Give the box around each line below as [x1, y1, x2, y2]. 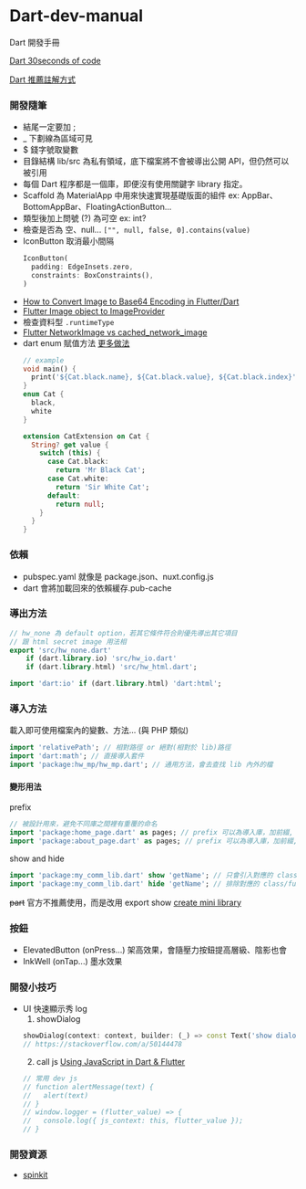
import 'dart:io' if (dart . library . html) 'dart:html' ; [9, 679, 222, 689]
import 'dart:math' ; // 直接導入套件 [9, 752, 145, 761]
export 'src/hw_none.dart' [9, 646, 112, 655]
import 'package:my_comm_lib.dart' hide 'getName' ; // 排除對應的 [9, 879, 260, 889]
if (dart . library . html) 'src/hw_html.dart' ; [25, 663, 198, 672]
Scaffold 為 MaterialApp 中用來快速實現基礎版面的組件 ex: [22, 190, 240, 201]
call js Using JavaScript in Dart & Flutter [36, 1056, 186, 1067]
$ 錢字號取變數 [22, 144, 79, 155]
